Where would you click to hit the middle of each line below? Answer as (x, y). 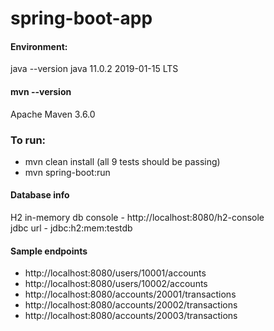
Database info (40, 195)
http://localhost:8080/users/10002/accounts (116, 284)
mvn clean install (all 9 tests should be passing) (122, 161)
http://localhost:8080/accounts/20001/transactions (130, 294)
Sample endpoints (49, 251)
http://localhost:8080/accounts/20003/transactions (131, 316)
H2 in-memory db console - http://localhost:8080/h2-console (137, 218)
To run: (28, 140)
